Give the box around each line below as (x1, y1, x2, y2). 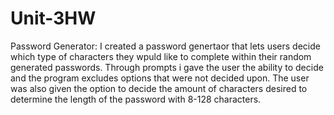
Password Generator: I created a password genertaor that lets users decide (10, 40, 321, 52)
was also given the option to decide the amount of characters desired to (10, 82, 308, 94)
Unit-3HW (10, 7, 97, 30)
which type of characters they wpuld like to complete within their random (10, 50, 312, 62)
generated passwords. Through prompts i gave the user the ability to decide (10, 61, 324, 73)
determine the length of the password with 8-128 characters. (10, 93, 262, 105)
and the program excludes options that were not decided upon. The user (10, 72, 310, 84)
